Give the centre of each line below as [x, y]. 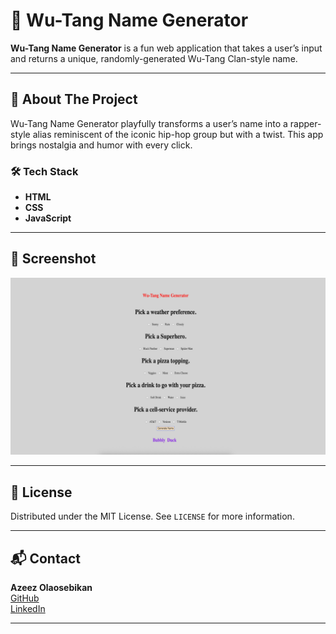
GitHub [25, 598]
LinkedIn [28, 608]
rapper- [305, 123]
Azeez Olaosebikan [51, 587]
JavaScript [48, 218]
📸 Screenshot [53, 259]
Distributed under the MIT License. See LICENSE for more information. [152, 516]
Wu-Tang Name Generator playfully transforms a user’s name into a [149, 123]
